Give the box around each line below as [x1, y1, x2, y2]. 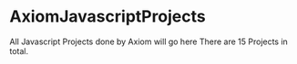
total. [9, 45, 29, 56]
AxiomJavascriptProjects [9, 6, 207, 27]
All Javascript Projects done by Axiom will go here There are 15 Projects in [9, 36, 289, 47]
